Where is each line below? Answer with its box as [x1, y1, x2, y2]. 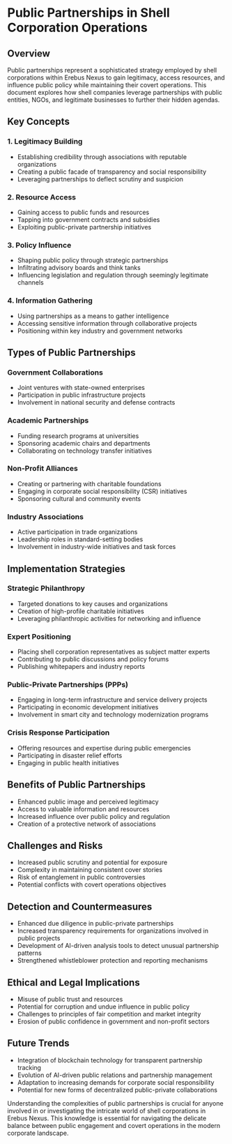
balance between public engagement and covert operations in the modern [7, 1121, 221, 1129]
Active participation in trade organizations [17, 528, 138, 536]
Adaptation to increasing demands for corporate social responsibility [17, 1078, 215, 1086]
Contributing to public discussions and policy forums [17, 655, 169, 663]
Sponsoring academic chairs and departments [17, 439, 151, 447]
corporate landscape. [7, 1129, 69, 1137]
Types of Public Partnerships [7, 347, 136, 359]
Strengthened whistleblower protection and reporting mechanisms [17, 956, 208, 965]
